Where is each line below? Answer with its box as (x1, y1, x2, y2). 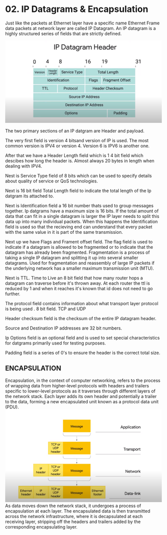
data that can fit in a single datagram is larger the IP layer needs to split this (5, 213, 160, 219)
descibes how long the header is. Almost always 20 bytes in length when (5, 158, 155, 164)
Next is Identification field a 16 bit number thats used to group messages (5, 202, 154, 208)
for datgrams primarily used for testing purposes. (5, 340, 106, 346)
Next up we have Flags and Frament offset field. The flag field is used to (5, 238, 153, 245)
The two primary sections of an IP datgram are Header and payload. (5, 128, 145, 134)
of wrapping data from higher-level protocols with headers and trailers (5, 382, 149, 388)
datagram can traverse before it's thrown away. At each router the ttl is (5, 280, 150, 286)
